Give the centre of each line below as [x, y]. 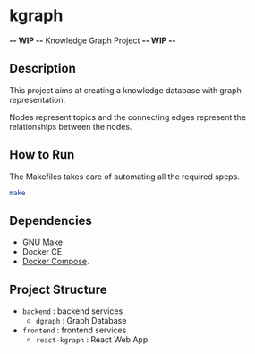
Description [42, 69]
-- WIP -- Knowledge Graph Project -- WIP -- [93, 40]
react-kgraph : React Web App [92, 340]
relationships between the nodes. [71, 126]
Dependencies [51, 220]
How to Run [42, 155]
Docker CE [42, 252]
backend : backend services [72, 311]
